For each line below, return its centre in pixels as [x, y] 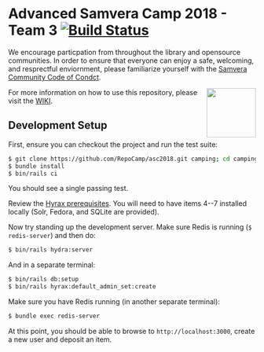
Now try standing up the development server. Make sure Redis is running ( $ [130, 227]
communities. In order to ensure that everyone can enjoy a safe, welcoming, [131, 60]
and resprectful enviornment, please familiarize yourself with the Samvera [128, 68]
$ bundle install [37, 166]
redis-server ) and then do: [52, 236]
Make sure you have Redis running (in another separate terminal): [114, 302]
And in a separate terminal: [52, 265]
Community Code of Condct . [55, 77]
